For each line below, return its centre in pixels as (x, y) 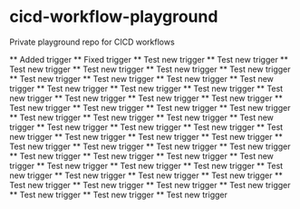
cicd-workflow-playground (114, 17)
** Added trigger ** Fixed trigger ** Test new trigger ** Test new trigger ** (149, 59)
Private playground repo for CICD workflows (92, 42)
